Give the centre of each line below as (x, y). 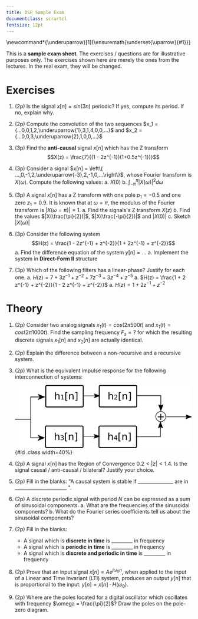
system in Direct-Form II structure (56, 259)
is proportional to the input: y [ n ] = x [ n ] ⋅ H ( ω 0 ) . (71, 585)
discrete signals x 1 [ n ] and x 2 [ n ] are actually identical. (79, 340)
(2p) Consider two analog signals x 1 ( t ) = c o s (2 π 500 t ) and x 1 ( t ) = (93, 325)
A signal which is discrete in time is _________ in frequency (94, 541)
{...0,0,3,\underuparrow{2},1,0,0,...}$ (59, 137)
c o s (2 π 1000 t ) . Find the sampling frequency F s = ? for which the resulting (103, 333)
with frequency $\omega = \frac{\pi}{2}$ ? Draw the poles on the (93, 603)
